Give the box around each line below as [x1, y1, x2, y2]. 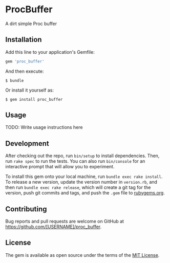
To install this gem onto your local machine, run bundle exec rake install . [5, 173, 163, 180]
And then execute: [5, 68, 44, 74]
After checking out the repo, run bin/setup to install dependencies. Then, [5, 152, 160, 159]
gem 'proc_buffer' [5, 59, 45, 64]
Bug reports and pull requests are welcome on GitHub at [5, 218, 124, 225]
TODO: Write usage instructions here [5, 124, 83, 130]
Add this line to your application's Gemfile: [5, 49, 95, 55]
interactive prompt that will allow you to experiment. [5, 164, 115, 170]
